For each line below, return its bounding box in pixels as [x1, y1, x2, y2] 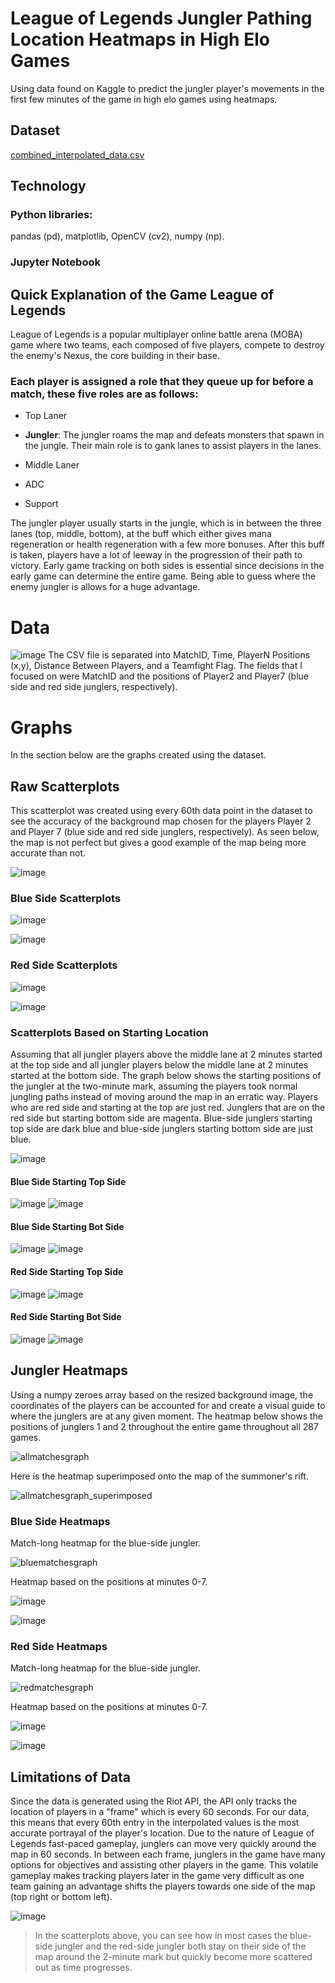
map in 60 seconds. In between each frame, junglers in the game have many [10, 1848, 326, 1861]
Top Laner [24, 410, 68, 422]
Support [24, 498, 59, 510]
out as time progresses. [34, 1962, 133, 1974]
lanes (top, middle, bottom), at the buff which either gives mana [10, 528, 272, 540]
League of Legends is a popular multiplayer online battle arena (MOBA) [10, 328, 303, 341]
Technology [10, 178, 87, 195]
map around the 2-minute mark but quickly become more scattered [34, 1951, 313, 1963]
